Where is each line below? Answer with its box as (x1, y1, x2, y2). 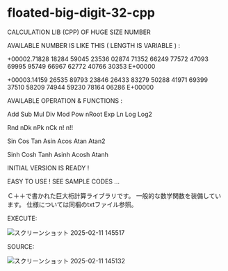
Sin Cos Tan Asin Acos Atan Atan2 (7, 137, 106, 145)
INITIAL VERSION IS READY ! (7, 163, 90, 172)
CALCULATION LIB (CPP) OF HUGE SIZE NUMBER (7, 28, 151, 36)
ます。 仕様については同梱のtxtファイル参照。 (7, 200, 138, 208)
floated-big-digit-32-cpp (7, 5, 155, 21)
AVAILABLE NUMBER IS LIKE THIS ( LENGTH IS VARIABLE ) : (7, 41, 181, 49)
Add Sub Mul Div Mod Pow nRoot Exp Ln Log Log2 (7, 110, 153, 118)
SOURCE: (7, 242, 35, 251)
